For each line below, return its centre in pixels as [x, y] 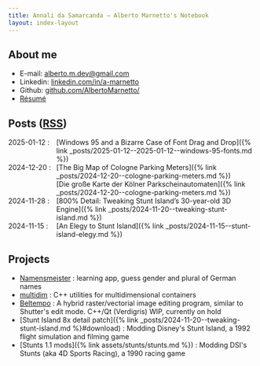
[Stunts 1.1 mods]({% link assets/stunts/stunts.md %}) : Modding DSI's [133, 345]
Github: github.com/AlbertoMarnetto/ [79, 91]
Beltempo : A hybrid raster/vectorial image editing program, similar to [131, 303]
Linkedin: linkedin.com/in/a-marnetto [79, 82]
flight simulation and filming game [74, 336]
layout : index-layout [44, 23]
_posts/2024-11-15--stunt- [208, 226]
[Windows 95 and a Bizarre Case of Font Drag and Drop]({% [154, 142]
